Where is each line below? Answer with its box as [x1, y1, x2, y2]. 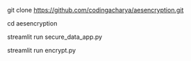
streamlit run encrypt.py [7, 46, 76, 54]
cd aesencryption [7, 19, 58, 27]
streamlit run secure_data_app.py [7, 33, 103, 41]
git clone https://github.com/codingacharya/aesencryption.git [7, 6, 184, 14]
